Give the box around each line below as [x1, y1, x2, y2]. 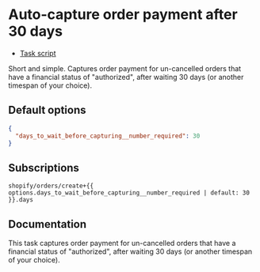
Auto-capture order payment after [8, 6, 238, 24]
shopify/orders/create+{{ [8, 182, 94, 191]
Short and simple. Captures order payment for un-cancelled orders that [8, 63, 242, 73]
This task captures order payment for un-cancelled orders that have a [8, 239, 236, 247]
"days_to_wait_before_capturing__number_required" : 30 [15, 132, 201, 140]
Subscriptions [8, 161, 79, 175]
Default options [8, 104, 86, 117]
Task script [19, 48, 57, 58]
